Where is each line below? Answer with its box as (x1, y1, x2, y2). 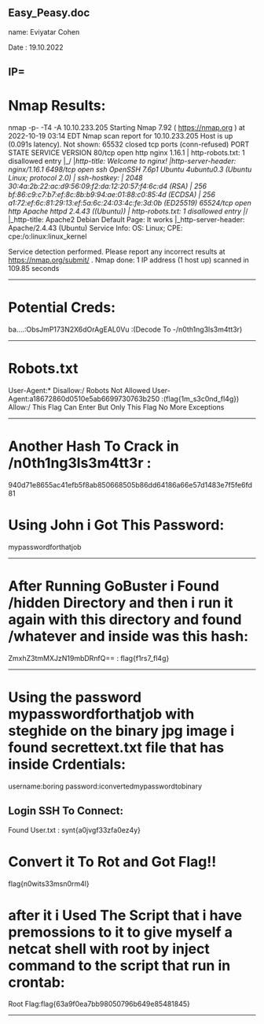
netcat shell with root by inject (8, 940, 210, 958)
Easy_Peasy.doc (8, 6, 90, 20)
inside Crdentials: (8, 755, 126, 774)
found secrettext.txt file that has (8, 739, 225, 757)
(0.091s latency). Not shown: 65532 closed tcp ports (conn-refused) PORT (8, 139, 250, 149)
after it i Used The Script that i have (8, 906, 242, 924)
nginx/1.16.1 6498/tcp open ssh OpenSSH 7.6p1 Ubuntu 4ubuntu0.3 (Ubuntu (8, 165, 252, 174)
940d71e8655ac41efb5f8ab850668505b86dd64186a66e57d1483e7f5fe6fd (8, 480, 253, 489)
